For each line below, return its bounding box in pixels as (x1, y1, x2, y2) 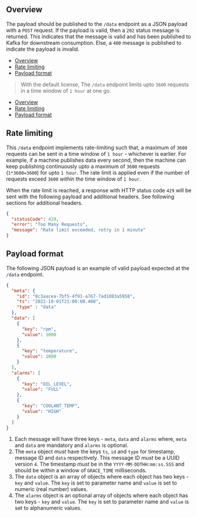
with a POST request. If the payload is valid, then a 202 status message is (6, 27, 180, 34)
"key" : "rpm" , (21, 326, 57, 332)
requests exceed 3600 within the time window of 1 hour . (6, 175, 141, 182)
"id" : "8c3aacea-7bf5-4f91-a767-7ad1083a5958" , (16, 293, 135, 299)
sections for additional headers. (6, 199, 83, 206)
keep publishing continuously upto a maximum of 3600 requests (6, 162, 160, 170)
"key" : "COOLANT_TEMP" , (21, 403, 81, 409)
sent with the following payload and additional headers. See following (6, 193, 175, 200)
